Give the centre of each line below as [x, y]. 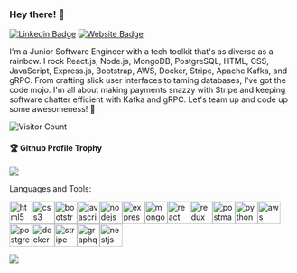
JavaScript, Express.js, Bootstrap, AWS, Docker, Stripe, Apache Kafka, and [148, 71]
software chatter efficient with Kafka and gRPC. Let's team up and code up [149, 99]
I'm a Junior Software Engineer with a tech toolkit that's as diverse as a [141, 52]
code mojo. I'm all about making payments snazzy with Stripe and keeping [148, 90]
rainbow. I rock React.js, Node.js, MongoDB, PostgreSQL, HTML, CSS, [139, 61]
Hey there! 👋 [37, 14]
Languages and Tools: [51, 188]
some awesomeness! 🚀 [52, 109]
